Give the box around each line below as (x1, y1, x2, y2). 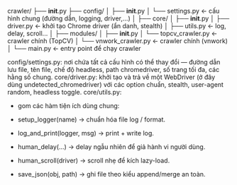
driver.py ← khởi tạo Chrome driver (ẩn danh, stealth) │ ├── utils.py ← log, (7, 22, 226, 30)
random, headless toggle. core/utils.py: (7, 88, 122, 96)
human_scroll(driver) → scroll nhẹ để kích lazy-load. (17, 156, 170, 165)
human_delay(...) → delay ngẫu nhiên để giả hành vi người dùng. (17, 143, 206, 151)
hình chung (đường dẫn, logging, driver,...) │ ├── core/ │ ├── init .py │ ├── (7, 14, 230, 23)
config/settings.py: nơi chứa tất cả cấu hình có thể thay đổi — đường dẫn (7, 58, 221, 66)
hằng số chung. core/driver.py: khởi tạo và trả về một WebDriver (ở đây (7, 73, 215, 81)
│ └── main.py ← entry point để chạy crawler (7, 44, 141, 52)
